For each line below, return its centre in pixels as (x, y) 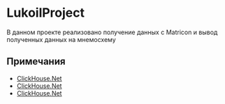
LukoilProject (46, 13)
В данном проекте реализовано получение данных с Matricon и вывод (112, 32)
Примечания (36, 62)
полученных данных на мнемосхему (61, 39)
